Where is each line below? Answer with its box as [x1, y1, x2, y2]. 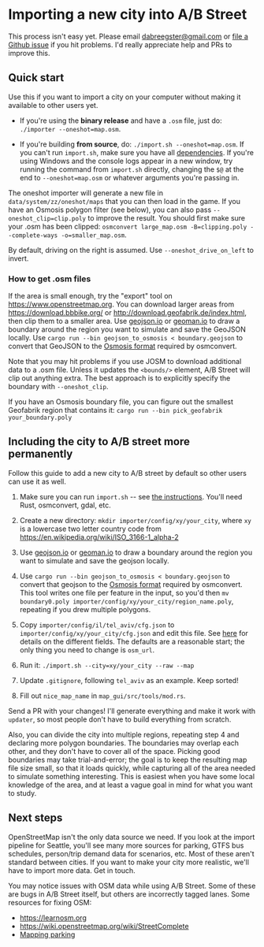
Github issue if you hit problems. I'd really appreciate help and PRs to [8, 39, 232, 49]
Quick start [8, 71, 65, 84]
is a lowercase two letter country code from [19, 524, 162, 533]
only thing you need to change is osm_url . [19, 644, 155, 655]
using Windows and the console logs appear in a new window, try [19, 156, 233, 165]
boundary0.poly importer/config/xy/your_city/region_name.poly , [19, 596, 234, 606]
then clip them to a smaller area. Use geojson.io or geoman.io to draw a [8, 317, 240, 326]
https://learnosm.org [19, 912, 87, 923]
